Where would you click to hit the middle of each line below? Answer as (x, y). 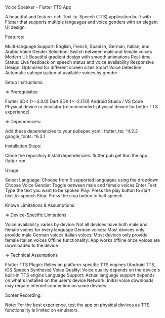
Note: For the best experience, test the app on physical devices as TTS (77, 305)
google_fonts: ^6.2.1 (25, 136)
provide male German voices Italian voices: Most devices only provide (76, 235)
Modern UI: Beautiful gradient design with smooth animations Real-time (78, 57)
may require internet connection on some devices (56, 286)
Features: (15, 37)
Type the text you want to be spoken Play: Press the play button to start (78, 190)
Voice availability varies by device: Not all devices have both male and (77, 224)
